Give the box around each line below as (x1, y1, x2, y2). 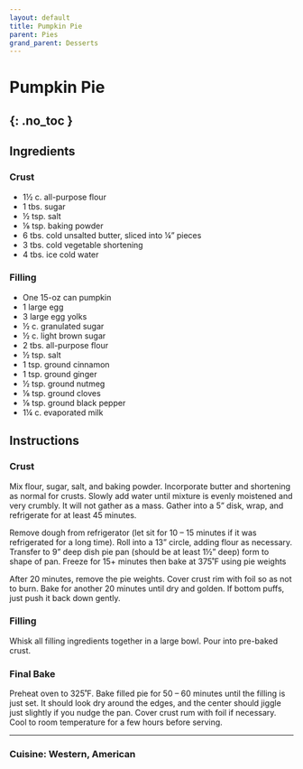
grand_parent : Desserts (9, 38, 99, 48)
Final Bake (9, 667, 56, 680)
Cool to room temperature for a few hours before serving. (9, 717, 223, 727)
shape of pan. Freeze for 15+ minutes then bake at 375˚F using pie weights (9, 556, 287, 567)
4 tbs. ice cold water (22, 249, 99, 260)
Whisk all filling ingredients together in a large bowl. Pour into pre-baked (9, 635, 278, 646)
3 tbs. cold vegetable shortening (22, 239, 143, 250)
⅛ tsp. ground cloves (22, 387, 101, 398)
